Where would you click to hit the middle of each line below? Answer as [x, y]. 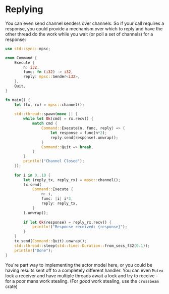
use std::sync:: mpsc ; [28, 49]
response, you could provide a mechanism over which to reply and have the [84, 28]
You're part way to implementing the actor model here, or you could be [79, 265]
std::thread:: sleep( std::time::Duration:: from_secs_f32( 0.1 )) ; [82, 246]
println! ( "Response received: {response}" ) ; [80, 227]
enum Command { [21, 58]
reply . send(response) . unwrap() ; [84, 138]
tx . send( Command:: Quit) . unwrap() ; [50, 241]
